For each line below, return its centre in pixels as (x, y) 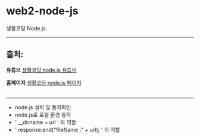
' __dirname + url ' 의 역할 (45, 122)
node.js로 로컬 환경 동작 (43, 115)
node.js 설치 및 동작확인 (43, 107)
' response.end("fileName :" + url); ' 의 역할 (67, 129)
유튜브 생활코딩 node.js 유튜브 (41, 70)
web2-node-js (42, 11)
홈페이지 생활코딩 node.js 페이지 (44, 82)
